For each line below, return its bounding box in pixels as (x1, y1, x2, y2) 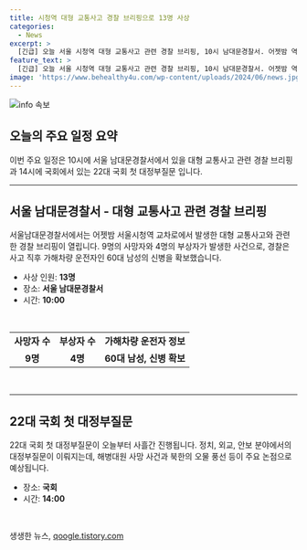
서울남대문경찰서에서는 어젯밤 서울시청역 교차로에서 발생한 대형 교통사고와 (9, 229, 274, 240)
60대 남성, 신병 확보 (104, 353, 185, 365)
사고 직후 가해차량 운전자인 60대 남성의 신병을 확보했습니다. (9, 252, 222, 263)
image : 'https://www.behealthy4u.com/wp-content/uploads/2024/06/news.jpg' (9, 73, 304, 82)
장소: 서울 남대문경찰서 (22, 283, 103, 294)
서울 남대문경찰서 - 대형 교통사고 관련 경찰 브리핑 (9, 203, 268, 219)
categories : (9, 22, 55, 31)
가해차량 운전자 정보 (104, 335, 185, 348)
